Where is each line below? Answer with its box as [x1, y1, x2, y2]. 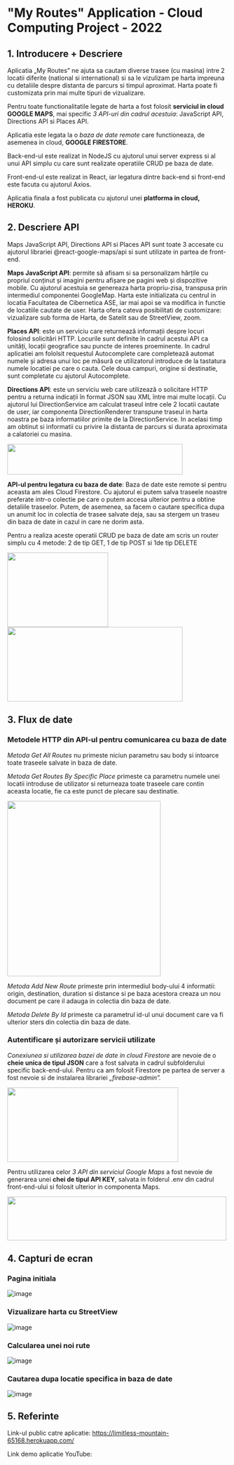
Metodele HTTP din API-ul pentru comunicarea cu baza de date [7, 735, 227, 744]
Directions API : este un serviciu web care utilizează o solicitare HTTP [7, 385, 208, 393]
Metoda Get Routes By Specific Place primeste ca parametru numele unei [7, 772, 220, 780]
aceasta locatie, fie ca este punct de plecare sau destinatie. [7, 786, 179, 795]
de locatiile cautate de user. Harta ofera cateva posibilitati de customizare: [7, 306, 222, 314]
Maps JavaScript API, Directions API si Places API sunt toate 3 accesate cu [7, 240, 224, 248]
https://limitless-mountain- [92, 1429, 170, 1438]
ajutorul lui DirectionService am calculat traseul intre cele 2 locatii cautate [7, 400, 219, 408]
